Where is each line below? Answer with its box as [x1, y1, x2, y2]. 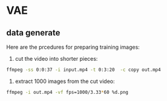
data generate [6, 28, 61, 38]
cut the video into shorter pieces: [15, 55, 98, 62]
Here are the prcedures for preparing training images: [6, 43, 140, 50]
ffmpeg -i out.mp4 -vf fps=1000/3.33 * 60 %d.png [6, 89, 129, 95]
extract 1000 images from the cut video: [15, 78, 115, 85]
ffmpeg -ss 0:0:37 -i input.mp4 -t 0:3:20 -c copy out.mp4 [6, 67, 162, 73]
